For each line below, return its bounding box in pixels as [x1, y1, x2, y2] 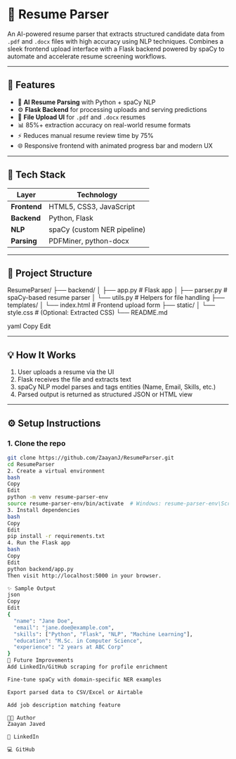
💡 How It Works [7, 349, 77, 361]
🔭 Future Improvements [7, 657, 74, 664]
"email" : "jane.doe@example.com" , [13, 624, 114, 631]
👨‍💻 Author [7, 714, 37, 721]
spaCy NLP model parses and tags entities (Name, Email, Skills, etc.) [17, 383, 216, 391]
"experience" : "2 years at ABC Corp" [13, 644, 124, 651]
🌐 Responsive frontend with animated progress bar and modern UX [17, 141, 213, 150]
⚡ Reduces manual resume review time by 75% [17, 131, 155, 139]
